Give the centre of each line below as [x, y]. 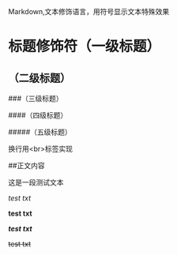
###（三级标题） [36, 98]
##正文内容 [26, 165]
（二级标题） [40, 78]
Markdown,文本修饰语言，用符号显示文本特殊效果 [89, 11]
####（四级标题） [38, 115]
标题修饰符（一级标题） [85, 47]
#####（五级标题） [40, 132]
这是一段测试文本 [36, 182]
